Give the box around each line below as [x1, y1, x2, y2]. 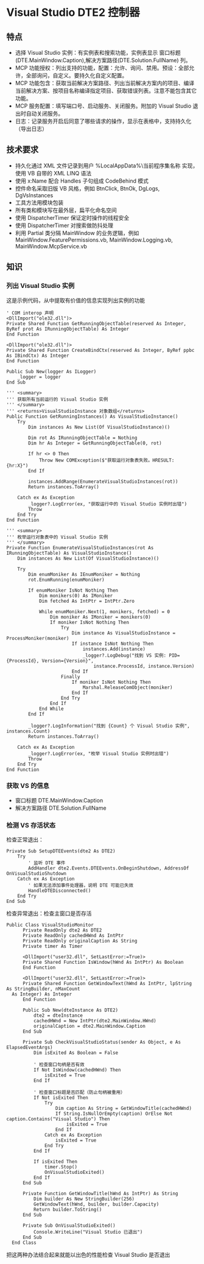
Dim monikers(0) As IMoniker [38, 592, 113, 599]
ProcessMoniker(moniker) [6, 635, 69, 641]
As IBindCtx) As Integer [6, 353, 69, 359]
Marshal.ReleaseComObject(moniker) [82, 684, 173, 690]
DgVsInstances [15, 191, 54, 198]
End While [38, 706, 64, 712]
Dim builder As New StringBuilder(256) [33, 1196, 135, 1203]
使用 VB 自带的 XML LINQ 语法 [15, 169, 92, 177]
